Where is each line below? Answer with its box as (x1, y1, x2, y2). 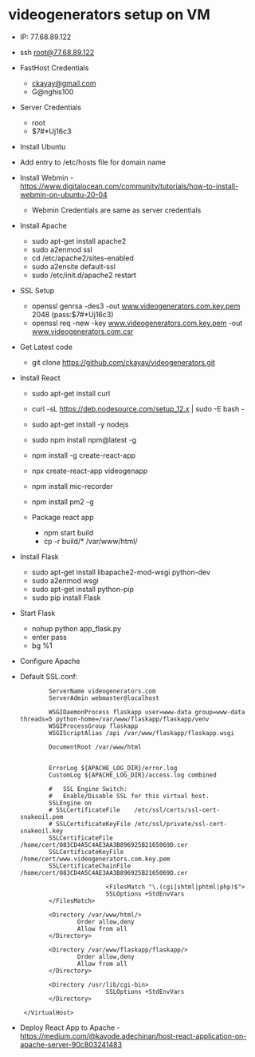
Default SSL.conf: (19, 671, 78, 681)
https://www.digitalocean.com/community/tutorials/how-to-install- (19, 181, 239, 191)
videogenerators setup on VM (8, 6, 211, 24)
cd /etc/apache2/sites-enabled (31, 253, 134, 263)
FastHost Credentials (19, 62, 89, 73)
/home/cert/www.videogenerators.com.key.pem (19, 855, 171, 863)
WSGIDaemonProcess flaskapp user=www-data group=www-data (49, 708, 245, 716)
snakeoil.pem (19, 813, 64, 821)
